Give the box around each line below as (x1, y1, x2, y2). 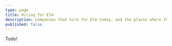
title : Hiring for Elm (5, 12, 54, 17)
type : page (5, 7, 29, 13)
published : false (5, 21, 42, 27)
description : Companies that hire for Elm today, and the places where (5, 17, 161, 22)
